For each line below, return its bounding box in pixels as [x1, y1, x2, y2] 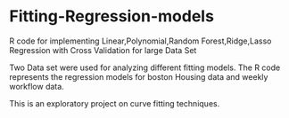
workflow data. [9, 81, 64, 91]
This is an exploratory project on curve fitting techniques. [9, 98, 220, 108]
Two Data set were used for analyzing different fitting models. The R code [9, 62, 281, 73]
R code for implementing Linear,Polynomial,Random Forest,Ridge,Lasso [9, 35, 272, 46]
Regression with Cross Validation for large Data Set [9, 44, 197, 55]
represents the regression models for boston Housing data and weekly [9, 71, 268, 82]
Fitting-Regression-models [9, 6, 214, 27]
